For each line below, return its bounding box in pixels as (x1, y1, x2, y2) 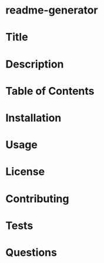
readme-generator (5, 4, 98, 17)
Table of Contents (5, 84, 95, 98)
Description (5, 57, 64, 71)
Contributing (5, 192, 69, 205)
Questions (5, 245, 57, 259)
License (5, 165, 45, 178)
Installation (5, 111, 62, 124)
